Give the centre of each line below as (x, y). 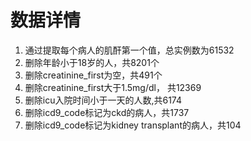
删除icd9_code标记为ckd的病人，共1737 (107, 112)
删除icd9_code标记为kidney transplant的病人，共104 (133, 125)
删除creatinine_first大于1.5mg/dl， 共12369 (113, 87)
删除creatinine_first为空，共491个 (93, 75)
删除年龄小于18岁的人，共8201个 (92, 62)
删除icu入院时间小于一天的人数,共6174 (103, 100)
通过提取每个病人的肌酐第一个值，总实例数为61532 (129, 50)
